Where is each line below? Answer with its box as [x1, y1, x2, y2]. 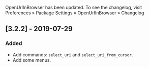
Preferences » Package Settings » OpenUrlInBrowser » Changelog [5, 10, 144, 16]
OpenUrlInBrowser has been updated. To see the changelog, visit [5, 5, 142, 10]
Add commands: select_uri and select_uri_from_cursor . [12, 51, 133, 58]
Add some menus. [12, 57, 51, 63]
